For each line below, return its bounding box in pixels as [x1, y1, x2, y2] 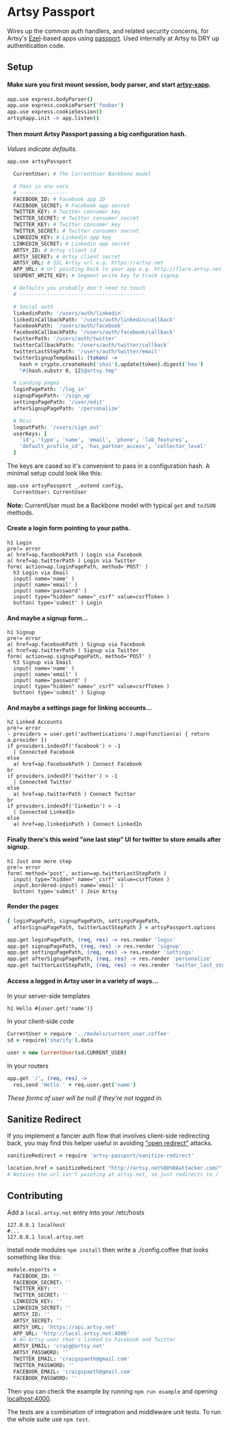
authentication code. [7, 41, 66, 49]
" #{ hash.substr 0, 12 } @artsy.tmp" [19, 367, 118, 374]
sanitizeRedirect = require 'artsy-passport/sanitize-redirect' [7, 1152, 194, 1160]
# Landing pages [13, 379, 60, 386]
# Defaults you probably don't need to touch [13, 285, 146, 292]
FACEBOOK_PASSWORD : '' [13, 1374, 78, 1381]
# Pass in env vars [13, 183, 69, 189]
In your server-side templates [7, 992, 90, 1000]
